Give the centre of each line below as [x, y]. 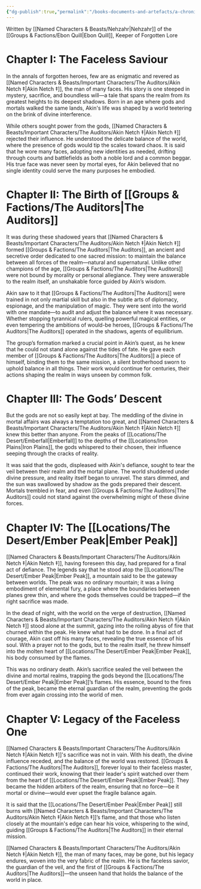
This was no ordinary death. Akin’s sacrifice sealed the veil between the [95, 670]
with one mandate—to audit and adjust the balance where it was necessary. [100, 312]
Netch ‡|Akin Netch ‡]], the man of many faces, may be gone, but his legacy [100, 854]
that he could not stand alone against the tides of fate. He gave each [91, 349]
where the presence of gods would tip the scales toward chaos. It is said [96, 145]
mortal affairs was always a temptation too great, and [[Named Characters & [100, 422]
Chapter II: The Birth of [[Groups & [93, 195]
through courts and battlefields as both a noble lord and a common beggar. [99, 158]
